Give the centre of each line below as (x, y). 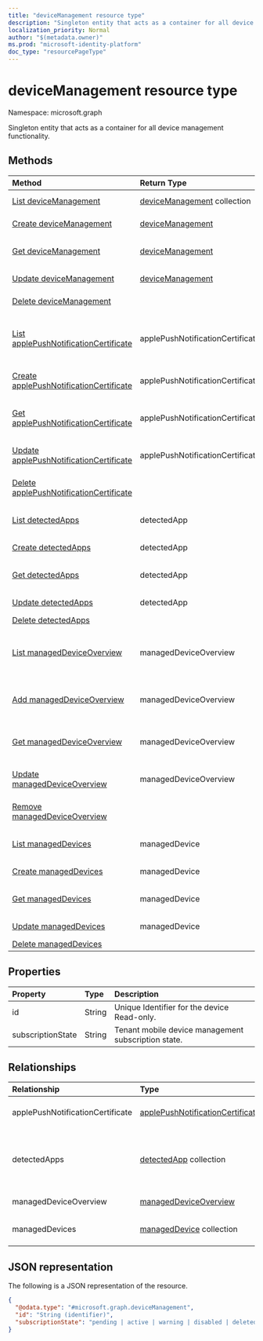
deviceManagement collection (195, 201)
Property (29, 994)
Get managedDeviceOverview (67, 741)
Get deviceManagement (56, 250)
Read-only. (135, 1017)
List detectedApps (46, 520)
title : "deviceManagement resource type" (77, 15)
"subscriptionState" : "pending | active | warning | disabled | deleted (136, 1322)
